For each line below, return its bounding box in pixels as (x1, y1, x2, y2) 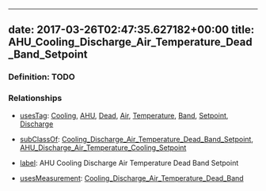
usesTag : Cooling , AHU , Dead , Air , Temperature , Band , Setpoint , (19, 110, 229, 120)
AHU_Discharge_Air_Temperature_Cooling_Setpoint (19, 143, 187, 152)
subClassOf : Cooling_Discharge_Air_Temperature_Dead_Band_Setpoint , (19, 134, 253, 144)
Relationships (8, 92, 63, 103)
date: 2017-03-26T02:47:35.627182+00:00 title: (8, 23, 255, 36)
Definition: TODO (8, 72, 75, 83)
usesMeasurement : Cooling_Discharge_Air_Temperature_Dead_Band (19, 173, 244, 182)
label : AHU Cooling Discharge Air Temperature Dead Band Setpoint (19, 158, 239, 167)
